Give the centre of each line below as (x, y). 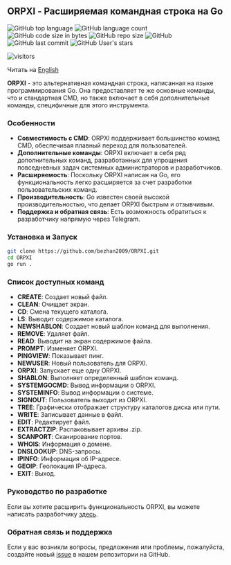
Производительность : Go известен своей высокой (93, 197)
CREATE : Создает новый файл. (63, 297)
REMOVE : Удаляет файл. (53, 334)
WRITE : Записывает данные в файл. (70, 415)
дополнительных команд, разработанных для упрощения (102, 160)
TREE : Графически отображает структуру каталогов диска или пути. (119, 407)
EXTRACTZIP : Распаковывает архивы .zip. (80, 429)
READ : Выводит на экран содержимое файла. (85, 341)
